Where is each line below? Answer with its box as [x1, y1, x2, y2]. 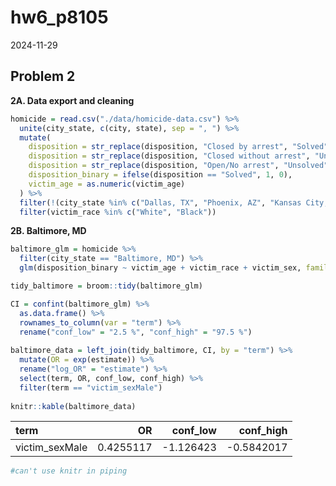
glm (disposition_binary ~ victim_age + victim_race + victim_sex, [19, 263, 302, 273]
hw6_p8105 [10, 6, 109, 29]
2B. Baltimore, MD [10, 225, 87, 237]
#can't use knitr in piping [10, 466, 128, 476]
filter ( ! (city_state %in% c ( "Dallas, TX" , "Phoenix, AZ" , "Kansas [19, 197, 302, 208]
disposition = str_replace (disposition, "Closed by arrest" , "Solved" [28, 142, 329, 152]
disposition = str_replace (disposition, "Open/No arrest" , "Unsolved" [28, 161, 329, 171]
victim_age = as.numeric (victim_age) [28, 179, 186, 189]
